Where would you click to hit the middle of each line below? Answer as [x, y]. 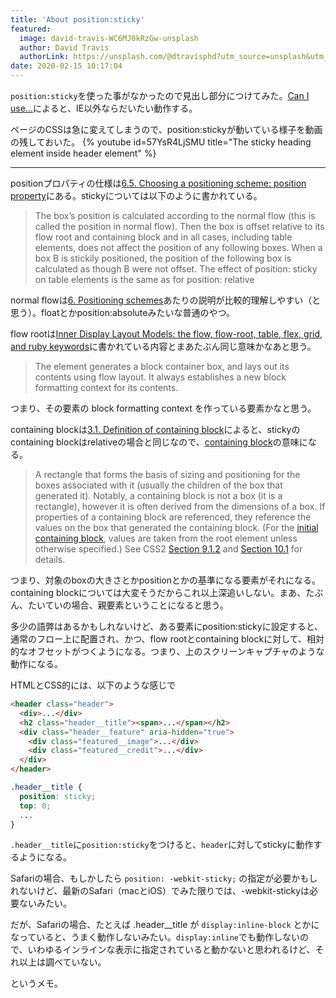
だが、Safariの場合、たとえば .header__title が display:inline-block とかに [165, 925]
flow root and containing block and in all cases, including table [163, 237]
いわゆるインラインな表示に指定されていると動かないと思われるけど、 [171, 950]
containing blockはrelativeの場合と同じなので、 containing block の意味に [159, 442]
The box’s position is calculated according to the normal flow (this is [175, 215]
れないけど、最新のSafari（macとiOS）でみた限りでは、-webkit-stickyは [160, 891]
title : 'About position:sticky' [77, 19]
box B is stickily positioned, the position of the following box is [163, 258]
